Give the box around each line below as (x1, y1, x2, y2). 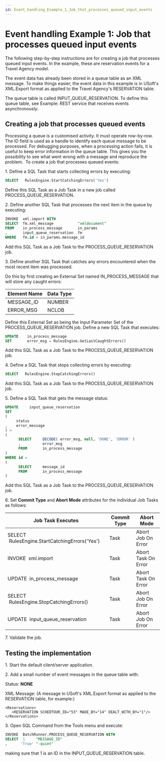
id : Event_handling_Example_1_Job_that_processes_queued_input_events (5, 7, 153, 12)
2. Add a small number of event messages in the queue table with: (5, 671, 139, 677)
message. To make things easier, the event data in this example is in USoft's (5, 80, 159, 86)
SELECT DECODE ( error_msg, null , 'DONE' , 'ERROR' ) (18, 437, 135, 442)
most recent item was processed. (5, 264, 73, 270)
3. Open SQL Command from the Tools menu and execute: (5, 723, 124, 729)
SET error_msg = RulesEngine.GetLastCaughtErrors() (5, 338, 126, 344)
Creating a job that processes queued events (5, 120, 146, 128)
